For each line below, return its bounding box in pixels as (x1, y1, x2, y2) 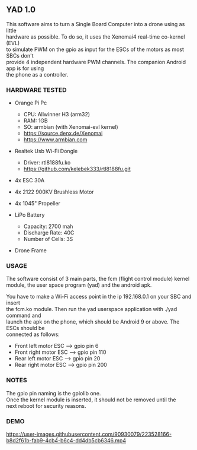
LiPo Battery (14, 211, 45, 218)
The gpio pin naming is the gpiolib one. (6, 389, 101, 397)
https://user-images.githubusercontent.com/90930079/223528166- (6, 430, 172, 438)
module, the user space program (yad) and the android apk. (6, 281, 152, 289)
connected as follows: (6, 331, 60, 338)
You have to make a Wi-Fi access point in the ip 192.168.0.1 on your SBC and (6, 293, 192, 300)
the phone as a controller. (6, 71, 69, 78)
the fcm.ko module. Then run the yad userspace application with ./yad (6, 306, 177, 313)
